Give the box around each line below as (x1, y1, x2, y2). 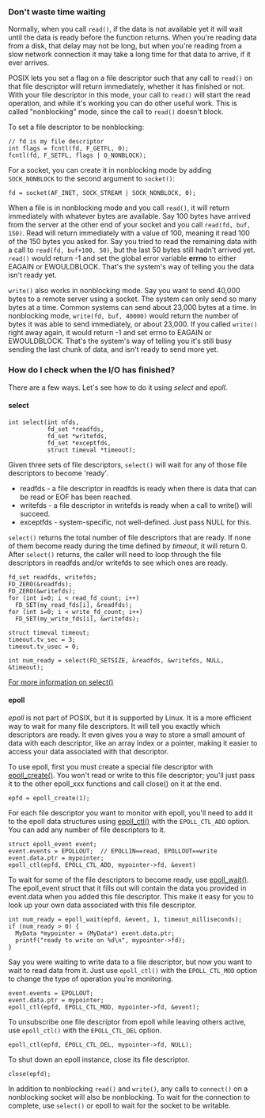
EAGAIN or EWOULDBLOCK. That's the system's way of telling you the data (8, 262, 255, 272)
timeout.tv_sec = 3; (8, 635, 77, 643)
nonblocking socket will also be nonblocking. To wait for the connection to (8, 1093, 251, 1101)
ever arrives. (8, 58, 50, 67)
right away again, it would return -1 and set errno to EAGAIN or (8, 328, 212, 338)
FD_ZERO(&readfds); (8, 580, 73, 588)
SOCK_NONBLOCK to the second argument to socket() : (8, 174, 176, 184)
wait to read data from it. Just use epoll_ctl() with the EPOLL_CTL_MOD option (8, 966, 258, 975)
